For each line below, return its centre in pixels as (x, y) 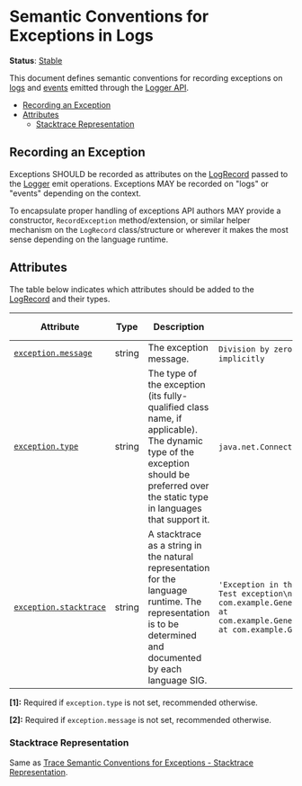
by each (165, 669)
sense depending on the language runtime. (89, 239)
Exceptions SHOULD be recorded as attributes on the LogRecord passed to (149, 174)
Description (179, 326)
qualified (166, 406)
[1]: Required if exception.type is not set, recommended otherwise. (133, 702)
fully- (176, 396)
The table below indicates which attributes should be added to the (132, 289)
